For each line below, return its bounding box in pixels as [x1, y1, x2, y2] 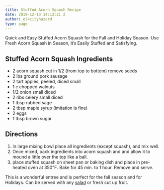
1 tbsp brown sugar [12, 116, 52, 122]
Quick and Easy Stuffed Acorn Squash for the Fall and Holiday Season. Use [5, 35, 159, 41]
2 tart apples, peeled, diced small [12, 78, 81, 85]
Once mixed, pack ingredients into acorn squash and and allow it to [12, 148, 151, 155]
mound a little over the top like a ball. [12, 154, 88, 160]
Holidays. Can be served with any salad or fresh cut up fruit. [5, 179, 128, 185]
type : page [5, 21, 28, 26]
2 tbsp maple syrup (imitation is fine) [12, 105, 88, 111]
